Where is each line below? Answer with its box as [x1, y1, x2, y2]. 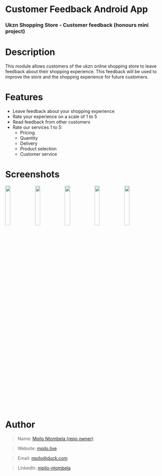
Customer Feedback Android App [5, 4, 148, 15]
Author [5, 419, 35, 431]
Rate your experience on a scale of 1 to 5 [12, 113, 97, 120]
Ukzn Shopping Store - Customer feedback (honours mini [5, 22, 149, 29]
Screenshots [5, 169, 60, 180]
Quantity [20, 135, 38, 141]
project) [5, 28, 25, 35]
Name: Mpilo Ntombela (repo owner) [17, 435, 94, 442]
